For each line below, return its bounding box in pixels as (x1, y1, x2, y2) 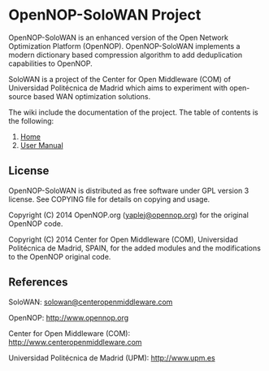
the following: (8, 116, 54, 125)
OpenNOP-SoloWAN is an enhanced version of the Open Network (8, 33, 229, 42)
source (8, 91, 33, 101)
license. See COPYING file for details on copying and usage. (8, 194, 210, 204)
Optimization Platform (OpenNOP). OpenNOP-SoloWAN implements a (8, 41, 241, 50)
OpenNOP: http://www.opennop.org (8, 312, 129, 322)
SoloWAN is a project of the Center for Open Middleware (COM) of (8, 74, 232, 84)
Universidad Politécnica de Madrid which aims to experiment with (8, 83, 228, 93)
